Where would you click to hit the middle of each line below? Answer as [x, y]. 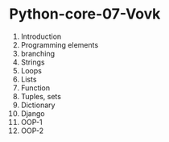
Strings [33, 62]
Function [35, 88]
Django [33, 113]
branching [38, 53]
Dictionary [38, 105]
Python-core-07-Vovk [85, 14]
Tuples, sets [41, 96]
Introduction [41, 36]
